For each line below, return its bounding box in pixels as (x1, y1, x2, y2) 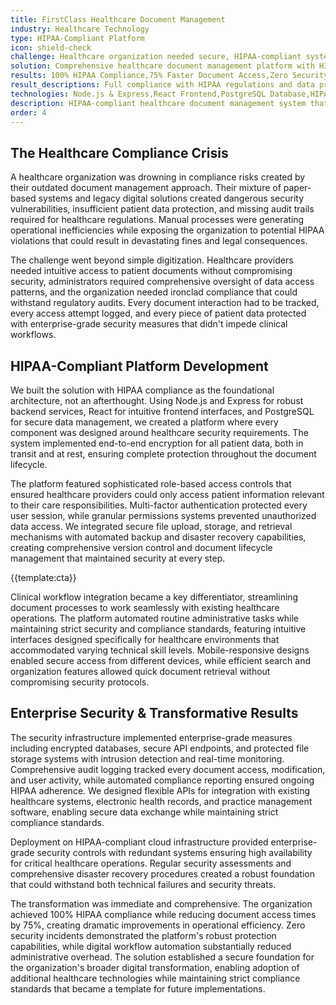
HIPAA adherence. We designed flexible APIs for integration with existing (10, 784, 311, 796)
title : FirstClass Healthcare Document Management (10, 14, 226, 25)
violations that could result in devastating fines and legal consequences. (10, 235, 308, 247)
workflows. (10, 329, 57, 341)
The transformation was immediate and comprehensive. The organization (10, 897, 313, 910)
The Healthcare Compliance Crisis (10, 144, 229, 161)
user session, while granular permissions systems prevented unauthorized (10, 510, 317, 521)
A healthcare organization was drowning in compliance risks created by (10, 171, 306, 183)
